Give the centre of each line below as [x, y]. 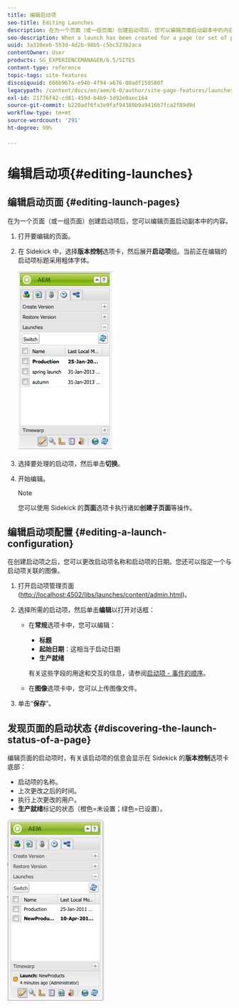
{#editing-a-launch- [121, 533]
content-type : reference [44, 68]
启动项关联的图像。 [36, 571]
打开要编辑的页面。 [46, 236]
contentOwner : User [36, 53]
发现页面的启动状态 [49, 728]
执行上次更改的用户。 [49, 800]
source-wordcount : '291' [44, 121]
